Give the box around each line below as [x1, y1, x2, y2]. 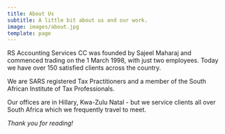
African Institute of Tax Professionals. [7, 84, 115, 93]
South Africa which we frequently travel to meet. [7, 105, 146, 114]
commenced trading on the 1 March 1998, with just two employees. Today [7, 57, 219, 65]
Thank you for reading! [7, 119, 74, 128]
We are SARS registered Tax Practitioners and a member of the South [7, 77, 207, 86]
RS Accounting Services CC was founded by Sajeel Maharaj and [7, 49, 192, 57]
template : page [7, 29, 52, 37]
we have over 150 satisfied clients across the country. [7, 64, 162, 72]
